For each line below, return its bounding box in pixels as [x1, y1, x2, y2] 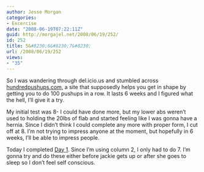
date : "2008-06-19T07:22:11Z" [6, 26, 84, 32]
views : [6, 54, 23, 60]
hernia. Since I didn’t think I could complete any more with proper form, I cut [6, 121, 199, 128]
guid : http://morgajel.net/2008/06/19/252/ [6, 32, 119, 38]
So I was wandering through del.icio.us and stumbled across [6, 77, 159, 84]
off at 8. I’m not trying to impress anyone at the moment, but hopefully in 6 [6, 127, 194, 135]
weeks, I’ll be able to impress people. [6, 134, 100, 141]
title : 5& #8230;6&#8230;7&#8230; [6, 43, 92, 49]
